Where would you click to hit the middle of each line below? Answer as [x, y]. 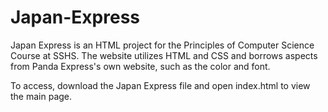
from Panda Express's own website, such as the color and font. [140, 66]
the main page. [41, 96]
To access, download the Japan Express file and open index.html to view [160, 85]
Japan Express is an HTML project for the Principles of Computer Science [162, 45]
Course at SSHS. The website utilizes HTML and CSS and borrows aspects [164, 55]
